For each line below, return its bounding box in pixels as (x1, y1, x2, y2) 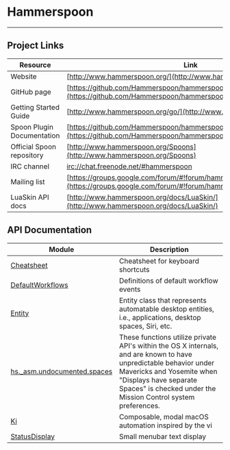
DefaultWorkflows (10, 280, 68, 290)
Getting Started (10, 102, 60, 112)
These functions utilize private (118, 332, 217, 342)
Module (49, 245, 75, 254)
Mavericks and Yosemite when (118, 366, 218, 376)
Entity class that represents (118, 295, 207, 305)
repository (10, 150, 44, 160)
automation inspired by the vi (118, 421, 212, 430)
